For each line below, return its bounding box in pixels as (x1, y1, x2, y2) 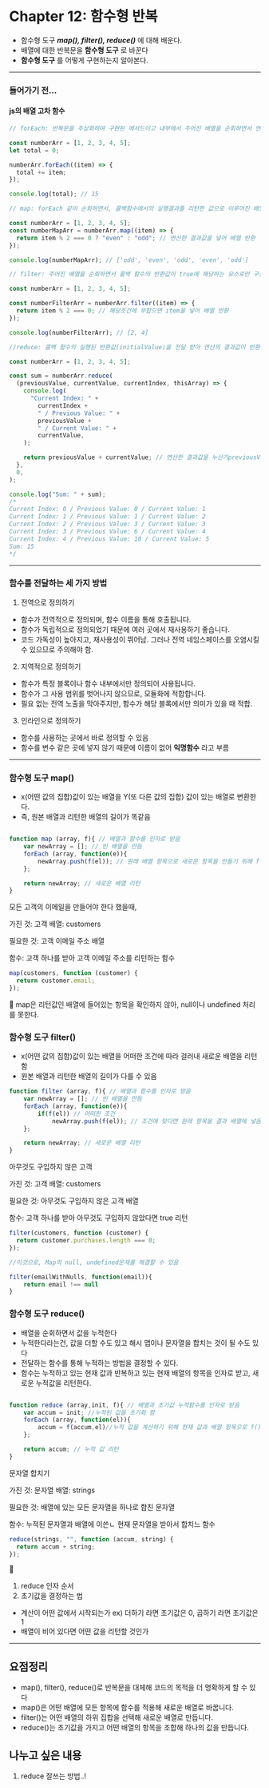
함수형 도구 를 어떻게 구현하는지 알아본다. (20, 55, 148, 65)
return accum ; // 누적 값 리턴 (23, 1445, 119, 1453)
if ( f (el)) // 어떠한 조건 (38, 1109, 116, 1117)
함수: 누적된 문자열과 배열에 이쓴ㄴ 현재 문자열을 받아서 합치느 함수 (9, 1519, 216, 1528)
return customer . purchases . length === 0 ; (16, 1237, 156, 1245)
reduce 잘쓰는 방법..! (20, 1771, 87, 1781)
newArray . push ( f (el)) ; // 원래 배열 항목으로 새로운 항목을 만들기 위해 (38, 857, 253, 865)
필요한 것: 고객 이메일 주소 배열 (9, 936, 105, 946)
